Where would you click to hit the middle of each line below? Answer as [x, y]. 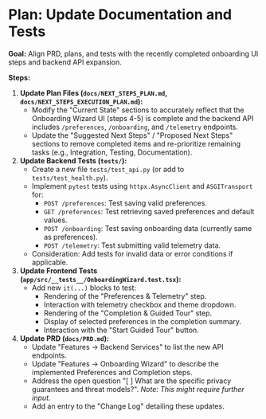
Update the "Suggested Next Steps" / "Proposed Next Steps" [132, 135]
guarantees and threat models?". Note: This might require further [138, 389]
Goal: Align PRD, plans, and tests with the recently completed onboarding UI [133, 53]
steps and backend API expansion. [65, 62]
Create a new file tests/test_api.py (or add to [108, 169]
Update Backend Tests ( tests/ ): [73, 160]
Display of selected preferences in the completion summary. [142, 321]
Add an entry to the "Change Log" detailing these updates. [128, 406]
